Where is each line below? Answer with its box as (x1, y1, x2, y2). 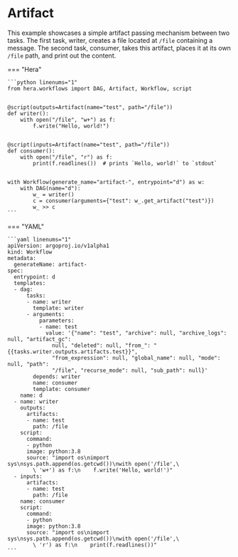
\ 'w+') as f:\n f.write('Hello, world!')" (33, 467, 173, 474)
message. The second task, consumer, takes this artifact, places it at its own (7, 43, 231, 52)
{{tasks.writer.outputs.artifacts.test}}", (7, 348, 139, 355)
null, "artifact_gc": (7, 335, 72, 343)
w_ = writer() (33, 191, 75, 198)
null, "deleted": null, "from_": (52, 342, 151, 349)
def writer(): (7, 110, 50, 117)
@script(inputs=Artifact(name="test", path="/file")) (7, 141, 171, 148)
